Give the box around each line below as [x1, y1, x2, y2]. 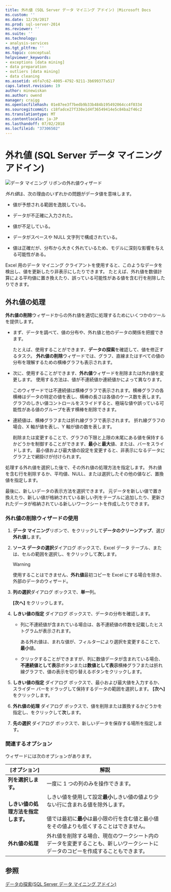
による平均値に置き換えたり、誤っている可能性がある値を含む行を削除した [9, 275, 165, 281]
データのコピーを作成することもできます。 [46, 847, 148, 854]
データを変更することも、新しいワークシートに [46, 839, 159, 847]
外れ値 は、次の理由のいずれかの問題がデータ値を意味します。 [5, 191, 134, 197]
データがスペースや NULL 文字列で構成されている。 [12, 234, 121, 240]
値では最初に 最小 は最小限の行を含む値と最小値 [46, 815, 159, 822]
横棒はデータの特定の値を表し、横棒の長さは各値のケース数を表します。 [12, 393, 164, 400]
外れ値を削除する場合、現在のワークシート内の [46, 832, 159, 839]
